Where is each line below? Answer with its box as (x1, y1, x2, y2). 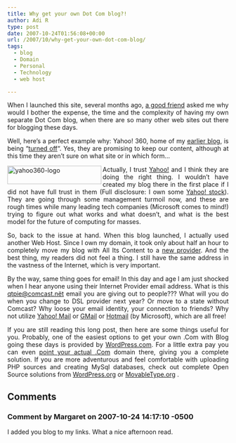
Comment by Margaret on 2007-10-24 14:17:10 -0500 (7, 411, 194, 421)
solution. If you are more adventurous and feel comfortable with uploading (7, 355, 229, 364)
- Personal (13, 62, 46, 70)
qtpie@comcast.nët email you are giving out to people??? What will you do (7, 289, 229, 298)
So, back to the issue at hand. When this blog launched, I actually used (7, 231, 229, 239)
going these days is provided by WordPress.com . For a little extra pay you (7, 340, 229, 349)
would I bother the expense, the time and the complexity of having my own (7, 108, 229, 117)
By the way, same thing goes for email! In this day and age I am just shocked (7, 275, 229, 283)
